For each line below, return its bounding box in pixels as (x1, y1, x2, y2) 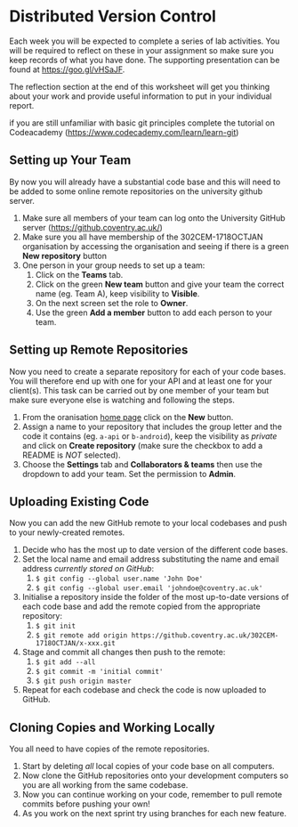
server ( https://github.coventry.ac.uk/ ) (21, 222, 163, 232)
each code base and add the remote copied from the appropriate (21, 601, 261, 612)
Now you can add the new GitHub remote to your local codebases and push (9, 518, 287, 529)
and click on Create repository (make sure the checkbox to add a (21, 440, 263, 450)
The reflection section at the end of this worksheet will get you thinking (9, 81, 270, 92)
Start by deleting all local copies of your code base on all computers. (21, 761, 275, 772)
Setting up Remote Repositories (9, 343, 189, 358)
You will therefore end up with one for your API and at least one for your (9, 376, 273, 386)
